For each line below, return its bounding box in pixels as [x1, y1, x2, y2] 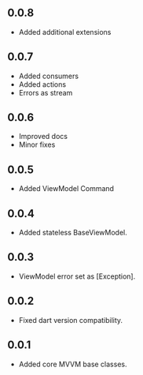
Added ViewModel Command [18, 184, 115, 193]
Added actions [18, 79, 67, 89]
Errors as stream [18, 88, 73, 97]
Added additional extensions [18, 27, 112, 36]
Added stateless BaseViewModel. [18, 228, 127, 238]
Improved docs [18, 132, 68, 141]
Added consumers [18, 71, 79, 81]
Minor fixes [18, 140, 56, 149]
